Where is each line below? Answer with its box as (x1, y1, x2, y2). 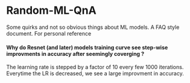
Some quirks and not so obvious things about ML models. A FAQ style (6, 23, 180, 31)
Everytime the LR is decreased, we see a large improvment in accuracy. (6, 70, 184, 77)
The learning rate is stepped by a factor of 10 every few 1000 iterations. (6, 64, 184, 71)
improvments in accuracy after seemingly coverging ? (6, 50, 145, 57)
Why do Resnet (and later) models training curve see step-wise (6, 43, 168, 51)
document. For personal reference (6, 29, 92, 37)
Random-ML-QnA (6, 4, 97, 17)
